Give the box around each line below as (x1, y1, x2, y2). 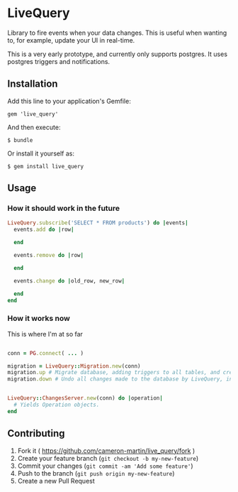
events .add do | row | (13, 226, 74, 234)
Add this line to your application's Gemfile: (7, 97, 131, 105)
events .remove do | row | (13, 252, 84, 259)
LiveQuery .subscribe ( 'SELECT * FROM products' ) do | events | (7, 219, 189, 226)
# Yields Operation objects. (13, 401, 100, 409)
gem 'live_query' (7, 110, 59, 118)
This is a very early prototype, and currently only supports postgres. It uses (7, 50, 228, 58)
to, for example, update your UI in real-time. (7, 35, 135, 44)
